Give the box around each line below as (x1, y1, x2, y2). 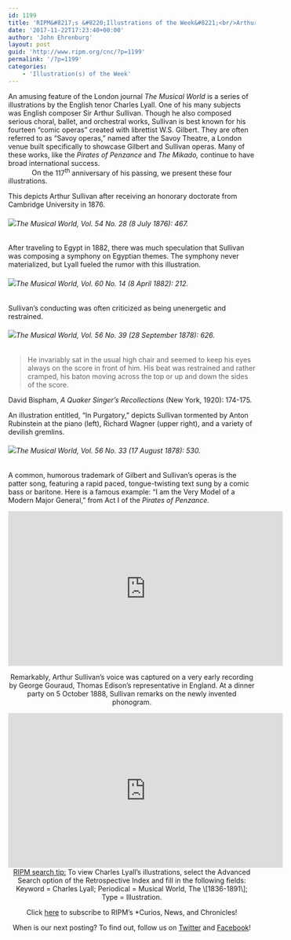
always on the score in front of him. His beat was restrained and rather (27, 363, 256, 373)
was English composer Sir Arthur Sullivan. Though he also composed (8, 108, 231, 118)
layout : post (8, 41, 51, 49)
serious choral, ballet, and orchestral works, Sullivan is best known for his (8, 116, 246, 126)
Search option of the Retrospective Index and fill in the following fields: (17, 876, 246, 885)
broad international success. (8, 158, 100, 167)
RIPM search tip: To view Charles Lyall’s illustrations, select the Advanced (13, 868, 251, 877)
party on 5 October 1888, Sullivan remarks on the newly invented (27, 689, 237, 699)
